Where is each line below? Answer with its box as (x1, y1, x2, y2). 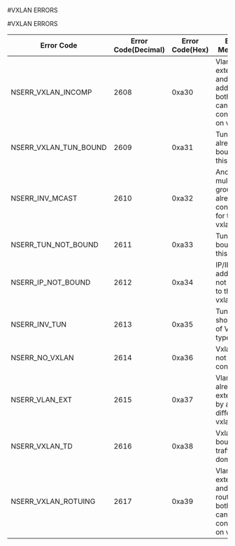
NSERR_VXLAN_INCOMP (10, 88, 92, 97)
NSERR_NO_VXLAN (10, 353, 75, 362)
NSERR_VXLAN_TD (10, 442, 73, 451)
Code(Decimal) (113, 45, 166, 55)
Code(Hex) (171, 45, 209, 55)
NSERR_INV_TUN (10, 320, 67, 329)
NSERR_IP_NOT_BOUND (10, 278, 91, 287)
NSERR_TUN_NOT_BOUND (10, 240, 99, 250)
